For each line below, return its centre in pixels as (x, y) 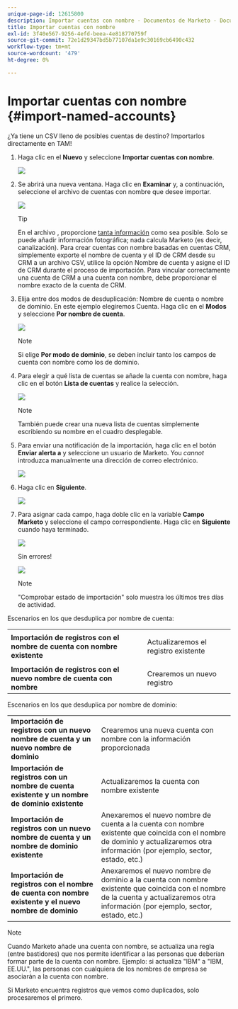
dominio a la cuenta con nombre (155, 879)
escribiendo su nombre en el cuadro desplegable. (90, 431)
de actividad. (36, 604)
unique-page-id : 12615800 (45, 14)
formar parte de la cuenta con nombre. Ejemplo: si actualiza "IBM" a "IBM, (115, 961)
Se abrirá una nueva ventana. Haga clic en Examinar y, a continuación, (121, 184)
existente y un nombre (50, 794)
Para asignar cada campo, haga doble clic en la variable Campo (111, 514)
